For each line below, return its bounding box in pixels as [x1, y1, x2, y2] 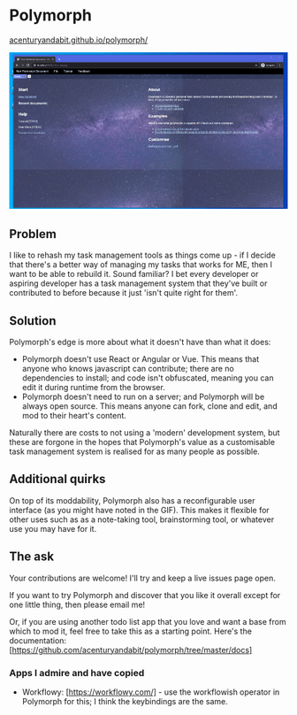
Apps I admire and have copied [9, 666, 145, 679]
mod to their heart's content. [21, 411, 126, 421]
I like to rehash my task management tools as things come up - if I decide [9, 250, 276, 261]
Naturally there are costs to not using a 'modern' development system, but [9, 427, 280, 438]
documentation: [9, 634, 67, 646]
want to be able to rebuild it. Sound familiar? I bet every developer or [9, 269, 259, 280]
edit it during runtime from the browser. [21, 382, 165, 393]
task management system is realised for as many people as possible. [9, 446, 261, 457]
